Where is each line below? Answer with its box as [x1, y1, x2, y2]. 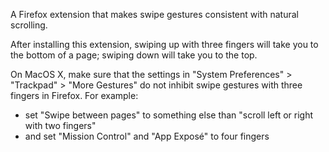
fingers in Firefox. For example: [10, 90, 139, 101]
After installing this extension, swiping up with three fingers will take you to [10, 39, 319, 50]
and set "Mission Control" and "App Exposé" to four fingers [24, 130, 270, 142]
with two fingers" [24, 120, 97, 131]
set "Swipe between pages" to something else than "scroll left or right [24, 109, 313, 121]
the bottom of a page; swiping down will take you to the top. [10, 49, 258, 61]
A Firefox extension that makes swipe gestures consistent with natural [10, 9, 299, 20]
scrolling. [10, 19, 48, 31]
